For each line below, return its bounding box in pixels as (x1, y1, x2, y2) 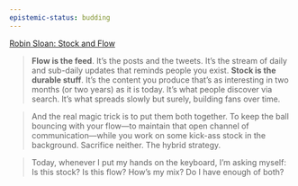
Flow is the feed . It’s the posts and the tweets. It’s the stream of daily (31, 55, 288, 66)
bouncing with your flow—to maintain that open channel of (31, 120, 249, 131)
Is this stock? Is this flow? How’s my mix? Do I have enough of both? (31, 166, 284, 177)
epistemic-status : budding (9, 13, 111, 22)
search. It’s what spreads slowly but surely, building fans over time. (31, 93, 281, 104)
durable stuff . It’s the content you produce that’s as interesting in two (31, 74, 290, 85)
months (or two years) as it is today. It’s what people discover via (31, 84, 273, 94)
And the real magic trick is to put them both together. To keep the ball (31, 111, 290, 121)
